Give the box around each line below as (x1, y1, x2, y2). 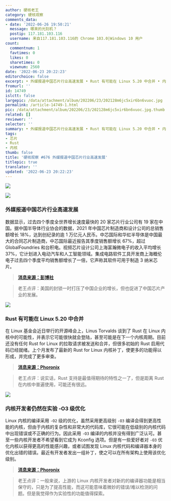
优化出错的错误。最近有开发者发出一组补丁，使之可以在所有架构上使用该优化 (5, 449, 166, 456)
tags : (5, 131, 17, 136)
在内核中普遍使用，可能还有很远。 (17, 381, 90, 388)
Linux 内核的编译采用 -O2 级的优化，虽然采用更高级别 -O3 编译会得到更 (5, 418, 153, 424)
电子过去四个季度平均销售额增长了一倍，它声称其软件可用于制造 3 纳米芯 (5, 257, 158, 263)
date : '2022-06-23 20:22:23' (5, 70, 67, 75)
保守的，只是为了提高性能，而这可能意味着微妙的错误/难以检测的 (17, 484, 154, 490)
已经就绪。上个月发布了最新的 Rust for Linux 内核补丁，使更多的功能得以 (9, 347, 162, 353)
